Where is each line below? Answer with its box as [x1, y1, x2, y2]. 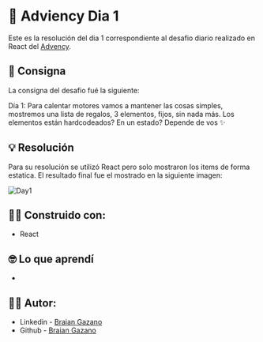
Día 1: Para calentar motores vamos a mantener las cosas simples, [8, 100, 224, 110]
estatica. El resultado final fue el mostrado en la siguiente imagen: [8, 170, 223, 180]
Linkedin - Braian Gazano [19, 318, 103, 326]
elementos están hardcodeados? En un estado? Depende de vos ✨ [8, 118, 226, 127]
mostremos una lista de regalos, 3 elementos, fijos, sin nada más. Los [8, 109, 235, 118]
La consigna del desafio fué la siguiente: [8, 85, 140, 95]
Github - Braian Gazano [19, 325, 96, 335]
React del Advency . [8, 41, 71, 51]
